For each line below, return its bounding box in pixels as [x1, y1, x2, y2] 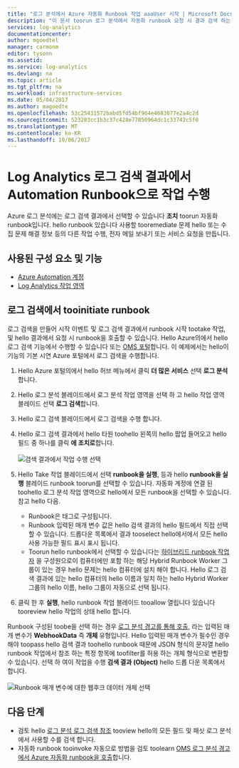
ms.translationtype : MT [7, 122, 78, 130]
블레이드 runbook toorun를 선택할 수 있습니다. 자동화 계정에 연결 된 [25, 478, 213, 488]
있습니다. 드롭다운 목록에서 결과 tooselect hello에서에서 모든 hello [43, 530, 228, 538]
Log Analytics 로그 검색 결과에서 [7, 169, 192, 185]
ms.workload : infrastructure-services [7, 90, 122, 97]
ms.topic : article [7, 76, 62, 84]
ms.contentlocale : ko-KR [7, 130, 81, 137]
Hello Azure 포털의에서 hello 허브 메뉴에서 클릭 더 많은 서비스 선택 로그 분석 [17, 366, 228, 374]
